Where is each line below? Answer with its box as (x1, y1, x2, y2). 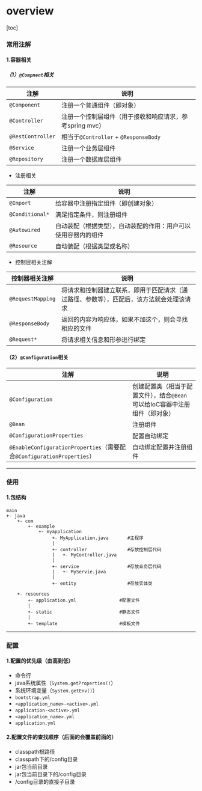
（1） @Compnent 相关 (6, 71, 54, 79)
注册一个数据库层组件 (61, 155, 122, 163)
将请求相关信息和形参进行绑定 (61, 335, 146, 344)
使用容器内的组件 (55, 231, 104, 239)
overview (6, 4, 54, 18)
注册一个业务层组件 (61, 144, 116, 153)
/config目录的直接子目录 (14, 778, 75, 786)
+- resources (17, 591, 50, 597)
